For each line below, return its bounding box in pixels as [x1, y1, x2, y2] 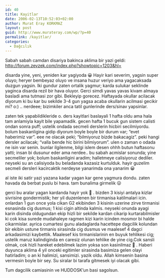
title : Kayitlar [5, 12, 38, 17]
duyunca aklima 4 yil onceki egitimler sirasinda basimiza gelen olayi [5, 247, 142, 253]
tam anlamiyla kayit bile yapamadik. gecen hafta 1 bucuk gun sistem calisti [5, 118, 156, 124]
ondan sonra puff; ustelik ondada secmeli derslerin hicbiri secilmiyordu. [5, 124, 150, 129]
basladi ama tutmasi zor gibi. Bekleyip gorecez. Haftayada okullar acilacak [5, 93, 155, 99]
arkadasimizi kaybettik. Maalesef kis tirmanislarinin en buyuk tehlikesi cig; [5, 231, 155, 237]
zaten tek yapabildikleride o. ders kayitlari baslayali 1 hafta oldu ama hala [5, 113, 152, 119]
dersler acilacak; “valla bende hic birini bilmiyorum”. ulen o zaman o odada [5, 139, 156, 145]
